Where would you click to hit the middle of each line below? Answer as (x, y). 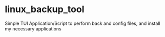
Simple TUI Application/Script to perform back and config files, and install (82, 23)
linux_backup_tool (45, 9)
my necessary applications (33, 28)
